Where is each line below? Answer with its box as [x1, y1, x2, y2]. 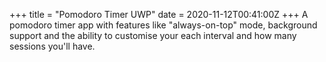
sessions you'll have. [9, 40, 96, 52]
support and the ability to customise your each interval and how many [9, 30, 297, 41]
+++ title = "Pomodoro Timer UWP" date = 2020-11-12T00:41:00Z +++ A [9, 9, 309, 20]
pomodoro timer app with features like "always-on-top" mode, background [9, 19, 318, 31]
